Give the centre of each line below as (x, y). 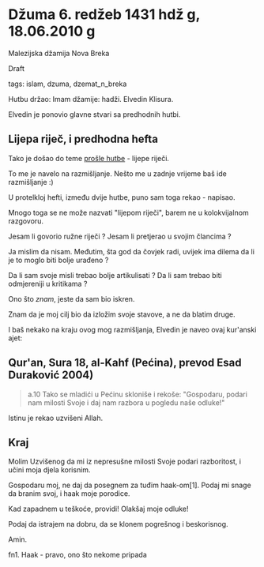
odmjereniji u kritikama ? (48, 283)
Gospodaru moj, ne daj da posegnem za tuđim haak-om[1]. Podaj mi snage (130, 485)
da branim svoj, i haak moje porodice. (69, 494)
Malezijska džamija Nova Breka (59, 53)
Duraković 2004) (51, 375)
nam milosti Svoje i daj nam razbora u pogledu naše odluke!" (126, 402)
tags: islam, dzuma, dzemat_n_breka (68, 84)
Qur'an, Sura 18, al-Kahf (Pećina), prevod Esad (125, 363)
